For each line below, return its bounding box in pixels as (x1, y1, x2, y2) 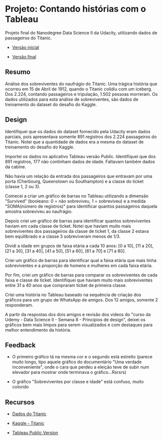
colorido (12, 384, 29, 390)
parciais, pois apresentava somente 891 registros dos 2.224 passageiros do (5, 134, 157, 140)
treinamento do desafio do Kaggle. (5, 144, 74, 150)
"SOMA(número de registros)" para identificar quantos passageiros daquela (5, 203, 157, 209)
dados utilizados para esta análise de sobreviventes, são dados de (5, 96, 139, 102)
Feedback (5, 341, 36, 349)
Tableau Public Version (12, 430, 58, 436)
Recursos (5, 398, 35, 406)
